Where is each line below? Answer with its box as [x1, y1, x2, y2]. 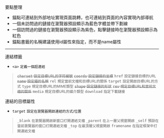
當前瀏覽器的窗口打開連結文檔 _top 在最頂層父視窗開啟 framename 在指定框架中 [17, 123, 154, 128]
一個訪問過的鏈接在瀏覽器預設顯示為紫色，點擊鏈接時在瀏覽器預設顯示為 [12, 27, 158, 33]
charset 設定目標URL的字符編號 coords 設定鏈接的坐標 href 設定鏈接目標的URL [17, 74, 156, 79]
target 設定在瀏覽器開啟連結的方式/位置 [12, 109, 82, 114]
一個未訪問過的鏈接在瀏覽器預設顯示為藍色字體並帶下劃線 [12, 21, 128, 26]
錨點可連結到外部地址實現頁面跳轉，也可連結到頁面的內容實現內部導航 [12, 15, 154, 20]
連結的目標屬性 [5, 99, 35, 104]
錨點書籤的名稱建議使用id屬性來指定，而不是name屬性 [12, 39, 122, 45]
